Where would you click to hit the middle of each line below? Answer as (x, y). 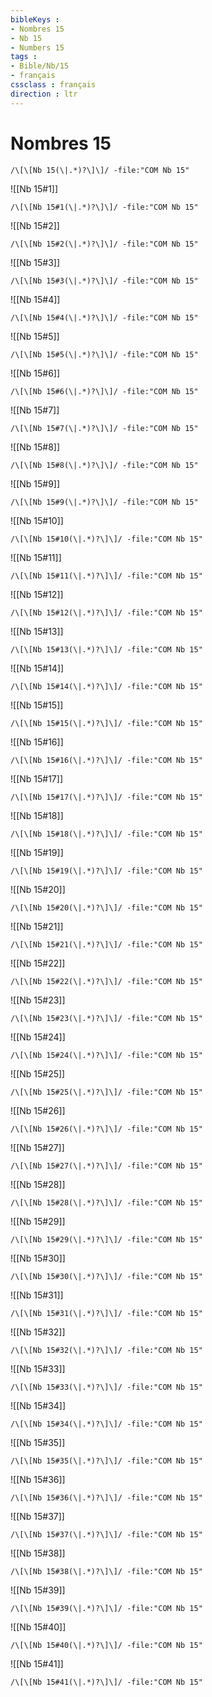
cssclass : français (53, 85)
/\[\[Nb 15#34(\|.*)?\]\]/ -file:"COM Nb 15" (106, 1424)
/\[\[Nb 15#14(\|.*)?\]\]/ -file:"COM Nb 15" (106, 686)
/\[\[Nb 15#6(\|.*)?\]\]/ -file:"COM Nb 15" (104, 391)
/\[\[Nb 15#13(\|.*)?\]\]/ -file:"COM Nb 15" (106, 649)
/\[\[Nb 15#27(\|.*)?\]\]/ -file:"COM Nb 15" (106, 1166)
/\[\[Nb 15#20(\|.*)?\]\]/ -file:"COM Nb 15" (106, 907)
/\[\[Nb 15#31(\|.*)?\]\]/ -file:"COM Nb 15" (106, 1313)
